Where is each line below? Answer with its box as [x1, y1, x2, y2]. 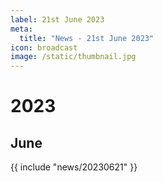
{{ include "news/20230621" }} [10, 161, 138, 173]
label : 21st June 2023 [10, 14, 105, 25]
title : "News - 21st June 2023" [19, 33, 155, 43]
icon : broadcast [10, 42, 78, 53]
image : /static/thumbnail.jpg [10, 52, 137, 62]
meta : [10, 24, 33, 34]
